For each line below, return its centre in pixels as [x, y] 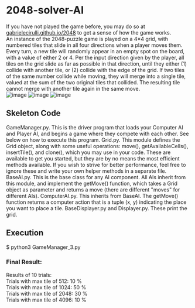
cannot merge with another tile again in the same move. [73, 88]
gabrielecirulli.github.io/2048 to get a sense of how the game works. [89, 32]
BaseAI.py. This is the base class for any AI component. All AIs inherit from [96, 177]
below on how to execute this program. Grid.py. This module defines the [93, 140]
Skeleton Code [33, 113]
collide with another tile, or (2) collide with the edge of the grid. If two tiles [95, 70]
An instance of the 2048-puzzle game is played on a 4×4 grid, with [87, 39]
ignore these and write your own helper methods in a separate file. [86, 171]
